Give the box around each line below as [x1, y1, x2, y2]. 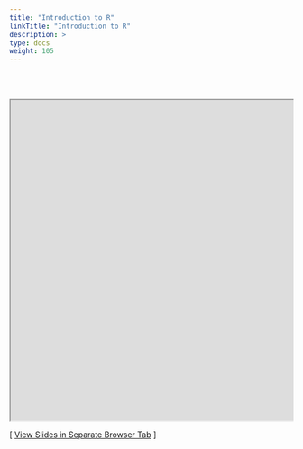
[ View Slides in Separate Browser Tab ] [9, 429, 157, 440]
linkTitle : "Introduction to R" [9, 22, 131, 31]
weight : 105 [9, 47, 54, 56]
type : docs [9, 38, 50, 48]
